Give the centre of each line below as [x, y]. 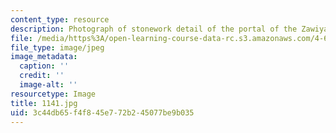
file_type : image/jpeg [57, 47]
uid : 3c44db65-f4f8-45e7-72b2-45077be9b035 [102, 112]
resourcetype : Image [53, 94]
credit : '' [42, 76]
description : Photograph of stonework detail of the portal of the [154, 29]
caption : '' [44, 66]
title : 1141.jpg [44, 103]
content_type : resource [60, 19]
